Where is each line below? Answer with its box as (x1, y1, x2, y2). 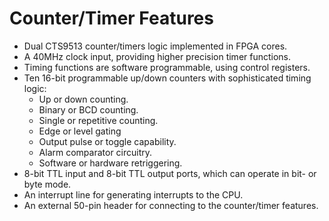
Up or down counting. (38, 93, 129, 105)
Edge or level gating (38, 125, 122, 137)
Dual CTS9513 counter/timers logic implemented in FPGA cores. (23, 40, 288, 52)
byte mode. (23, 178, 72, 190)
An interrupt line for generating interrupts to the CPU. (23, 188, 244, 201)
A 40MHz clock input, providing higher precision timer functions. (23, 50, 292, 62)
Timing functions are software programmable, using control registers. (23, 61, 311, 73)
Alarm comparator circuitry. (38, 146, 153, 158)
